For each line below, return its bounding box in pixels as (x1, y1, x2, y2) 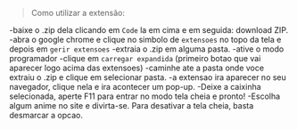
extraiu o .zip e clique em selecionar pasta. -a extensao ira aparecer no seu (9, 72, 287, 83)
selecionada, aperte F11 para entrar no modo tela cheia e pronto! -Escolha (9, 91, 281, 101)
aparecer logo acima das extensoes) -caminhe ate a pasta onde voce (9, 62, 265, 73)
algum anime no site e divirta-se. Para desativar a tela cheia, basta (9, 101, 254, 110)
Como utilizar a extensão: (30, 8, 125, 18)
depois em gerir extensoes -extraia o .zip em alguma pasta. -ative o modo (9, 44, 285, 54)
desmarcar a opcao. (9, 110, 83, 120)
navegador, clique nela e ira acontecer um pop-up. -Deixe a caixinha (9, 82, 261, 92)
